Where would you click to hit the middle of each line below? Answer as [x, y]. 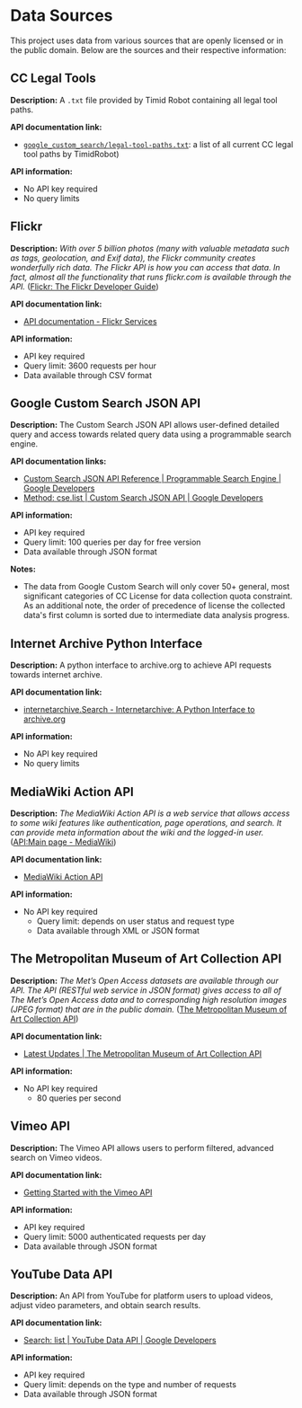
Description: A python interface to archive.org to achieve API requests [141, 665]
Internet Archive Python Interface [107, 643]
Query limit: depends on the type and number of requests [130, 1385]
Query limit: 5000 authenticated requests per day [114, 1236]
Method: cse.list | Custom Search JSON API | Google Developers [143, 498]
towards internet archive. [56, 675]
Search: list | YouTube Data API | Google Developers [120, 1341]
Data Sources [62, 16]
